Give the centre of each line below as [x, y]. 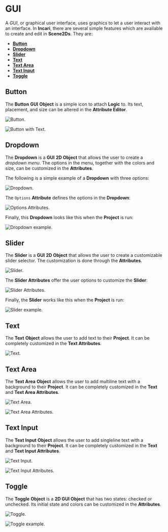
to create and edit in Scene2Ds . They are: [49, 34]
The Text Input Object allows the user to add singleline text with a [74, 440]
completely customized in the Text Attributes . [54, 344]
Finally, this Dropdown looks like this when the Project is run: [69, 217]
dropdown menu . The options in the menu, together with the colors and [80, 162]
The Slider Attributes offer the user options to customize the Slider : [77, 280]
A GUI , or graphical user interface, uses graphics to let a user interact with [83, 23]
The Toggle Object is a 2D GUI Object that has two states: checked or [79, 498]
